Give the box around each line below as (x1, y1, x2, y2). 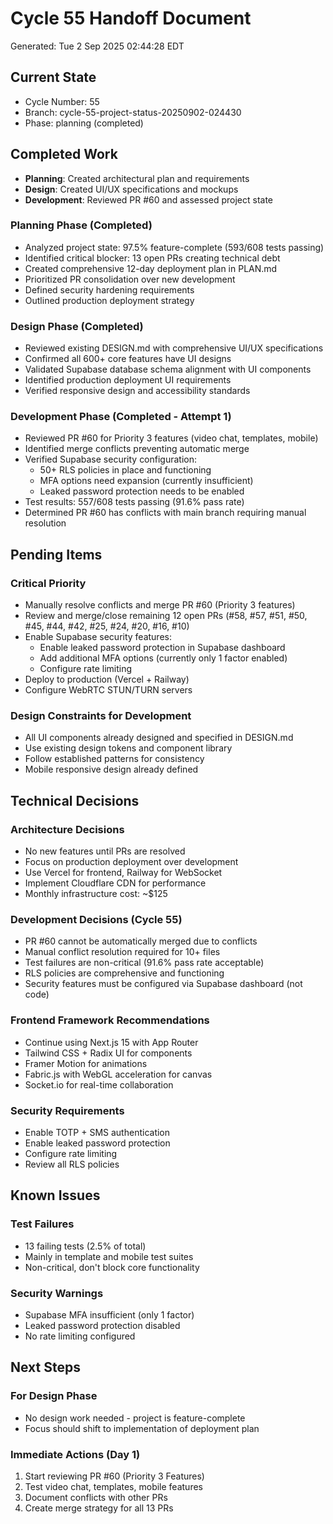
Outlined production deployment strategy (24, 294, 195, 306)
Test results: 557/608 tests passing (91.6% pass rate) (24, 496, 245, 508)
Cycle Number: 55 (24, 95, 100, 107)
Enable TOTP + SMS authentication (24, 1127, 171, 1139)
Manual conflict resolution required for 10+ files (24, 946, 221, 958)
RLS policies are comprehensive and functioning (24, 967, 225, 979)
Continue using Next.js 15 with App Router (24, 1036, 199, 1048)
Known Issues (10, 1187, 101, 1204)
